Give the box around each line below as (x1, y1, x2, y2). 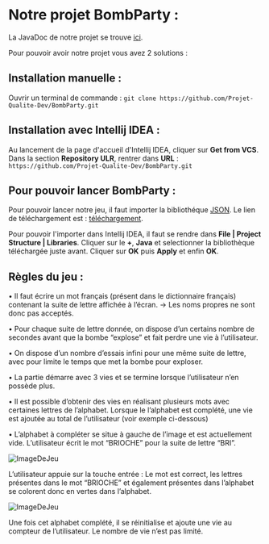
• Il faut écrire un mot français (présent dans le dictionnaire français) (8, 291, 237, 301)
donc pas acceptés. (8, 308, 74, 318)
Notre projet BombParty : (8, 6, 180, 24)
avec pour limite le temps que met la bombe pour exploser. (8, 357, 204, 366)
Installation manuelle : (8, 71, 122, 86)
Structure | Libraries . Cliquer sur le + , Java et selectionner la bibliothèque (8, 238, 255, 248)
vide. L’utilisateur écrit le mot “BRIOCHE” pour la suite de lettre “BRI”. (8, 438, 236, 448)
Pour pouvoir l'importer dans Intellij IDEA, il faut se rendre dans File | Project (8, 229, 262, 239)
